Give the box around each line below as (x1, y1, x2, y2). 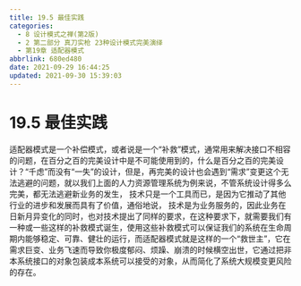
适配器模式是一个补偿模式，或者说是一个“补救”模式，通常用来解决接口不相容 (9, 144, 291, 155)
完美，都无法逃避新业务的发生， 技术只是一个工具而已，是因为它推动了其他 (9, 189, 287, 199)
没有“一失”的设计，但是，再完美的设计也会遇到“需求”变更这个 (55, 166, 281, 177)
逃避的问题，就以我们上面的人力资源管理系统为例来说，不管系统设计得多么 (16, 177, 292, 188)
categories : (9, 21, 54, 30)
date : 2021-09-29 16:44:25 (9, 63, 110, 72)
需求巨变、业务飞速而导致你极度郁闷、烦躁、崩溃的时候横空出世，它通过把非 (9, 244, 292, 255)
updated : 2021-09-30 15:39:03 (9, 71, 123, 80)
